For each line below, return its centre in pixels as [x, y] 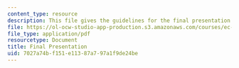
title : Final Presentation [47, 47]
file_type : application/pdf [49, 34]
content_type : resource [43, 14]
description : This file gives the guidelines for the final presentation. [121, 21]
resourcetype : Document [43, 40]
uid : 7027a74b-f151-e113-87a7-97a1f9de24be [73, 54]
